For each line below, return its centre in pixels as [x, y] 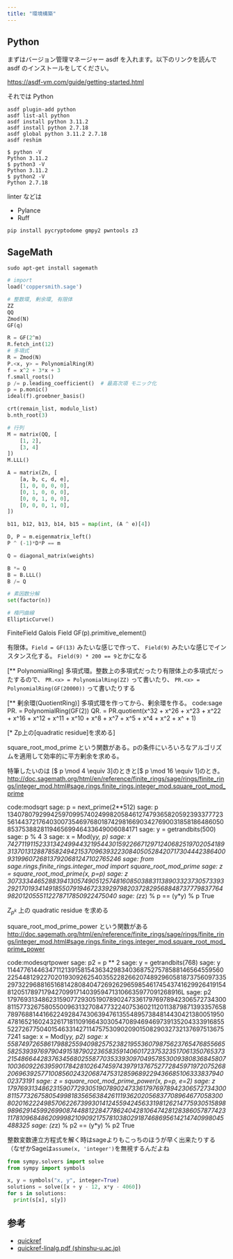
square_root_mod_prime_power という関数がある [78, 926]
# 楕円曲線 [21, 613]
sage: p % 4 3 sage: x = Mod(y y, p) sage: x [69, 836]
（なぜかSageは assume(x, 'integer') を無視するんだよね [88, 1148]
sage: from [138, 858]
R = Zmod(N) [24, 357]
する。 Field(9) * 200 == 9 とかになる [92, 656]
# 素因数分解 [23, 594]
